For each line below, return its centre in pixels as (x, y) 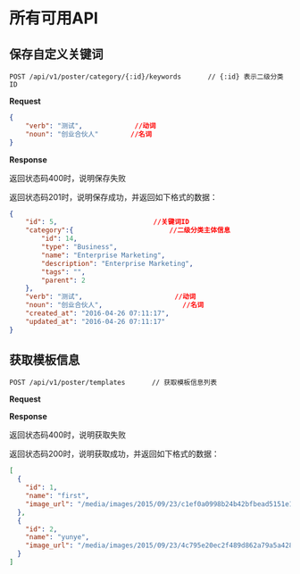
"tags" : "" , (64, 272)
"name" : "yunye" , (58, 537)
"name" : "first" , (58, 496)
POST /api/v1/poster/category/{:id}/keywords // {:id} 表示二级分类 (146, 77)
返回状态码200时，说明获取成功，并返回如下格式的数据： (115, 454)
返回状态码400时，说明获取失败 (68, 435)
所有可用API (54, 18)
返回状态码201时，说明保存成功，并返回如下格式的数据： (114, 196)
